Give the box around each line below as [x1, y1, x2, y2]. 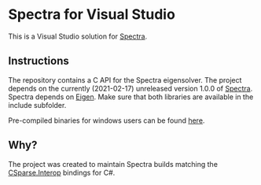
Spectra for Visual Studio [8, 6, 175, 24]
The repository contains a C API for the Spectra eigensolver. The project [8, 75, 242, 84]
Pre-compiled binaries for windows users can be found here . [8, 116, 205, 125]
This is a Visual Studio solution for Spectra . [8, 31, 148, 41]
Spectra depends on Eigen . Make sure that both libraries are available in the [8, 92, 254, 102]
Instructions [8, 54, 69, 68]
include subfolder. [8, 100, 67, 109]
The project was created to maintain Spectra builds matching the [8, 159, 219, 168]
